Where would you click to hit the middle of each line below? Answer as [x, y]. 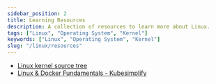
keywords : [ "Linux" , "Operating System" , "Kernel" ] [84, 40]
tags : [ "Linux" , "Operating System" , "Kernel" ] [78, 33]
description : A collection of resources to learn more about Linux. [109, 26]
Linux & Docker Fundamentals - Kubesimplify [82, 73]
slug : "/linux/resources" [45, 46]
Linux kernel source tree [52, 66]
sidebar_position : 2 [37, 14]
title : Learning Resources [46, 20]
